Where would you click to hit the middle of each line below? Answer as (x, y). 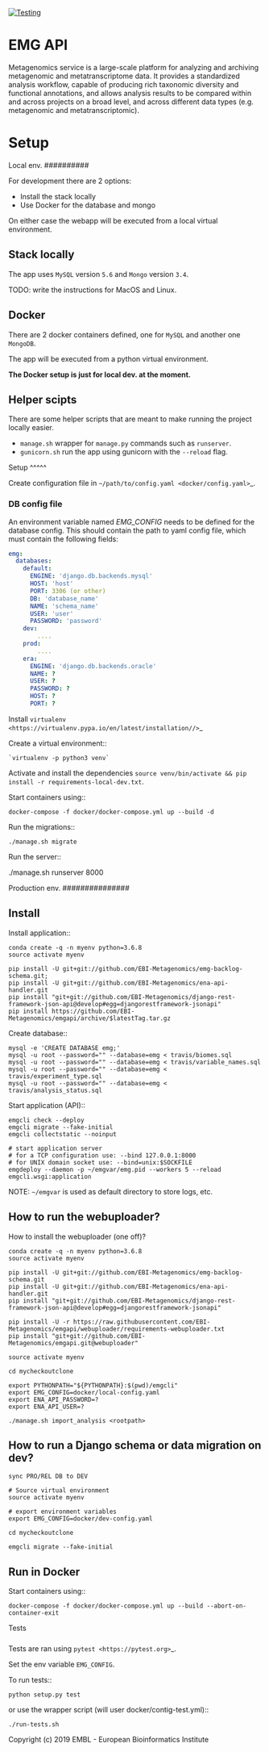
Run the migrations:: (41, 826)
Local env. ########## (49, 165)
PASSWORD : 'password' (66, 621)
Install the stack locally (58, 196)
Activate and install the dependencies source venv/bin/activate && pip (128, 773)
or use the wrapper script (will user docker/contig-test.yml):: (109, 1709)
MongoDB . (22, 343)
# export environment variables (62, 1512)
